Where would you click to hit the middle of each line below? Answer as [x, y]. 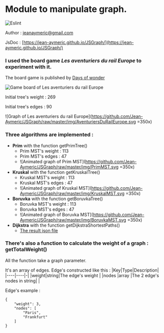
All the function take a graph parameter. [46, 260]
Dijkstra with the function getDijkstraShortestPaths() [66, 225]
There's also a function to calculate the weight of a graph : [77, 243]
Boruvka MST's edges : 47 [47, 209]
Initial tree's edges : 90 [29, 107]
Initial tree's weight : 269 [30, 97]
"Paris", [32, 313]
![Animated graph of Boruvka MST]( [56, 214]
